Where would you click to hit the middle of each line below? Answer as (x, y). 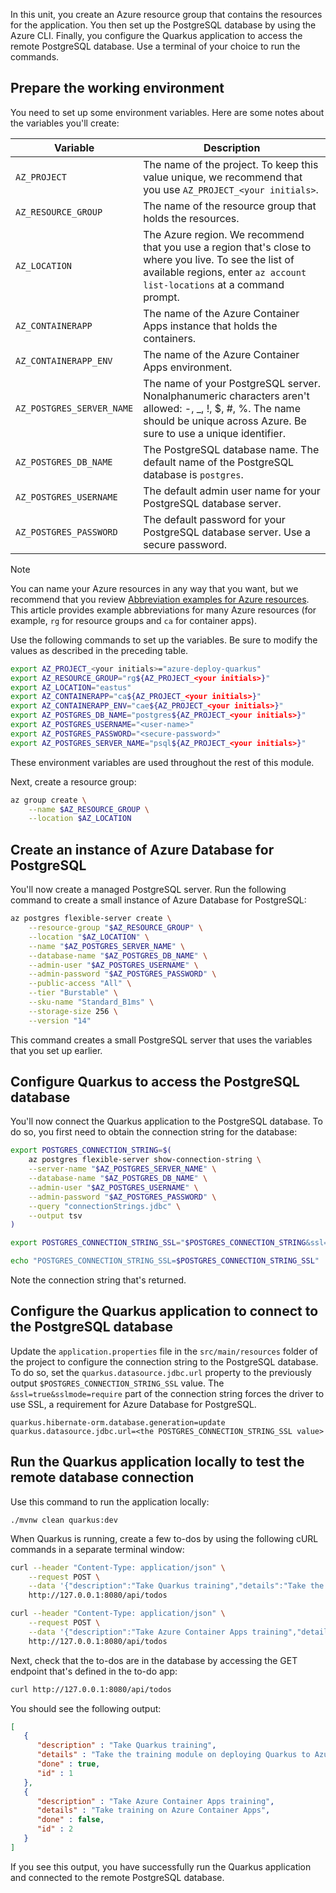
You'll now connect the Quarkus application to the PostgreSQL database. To (166, 1121)
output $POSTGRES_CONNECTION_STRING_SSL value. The (117, 1383)
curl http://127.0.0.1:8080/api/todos (91, 1689)
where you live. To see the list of (219, 259)
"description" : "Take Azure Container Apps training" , (155, 1801)
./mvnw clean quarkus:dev (64, 1520)
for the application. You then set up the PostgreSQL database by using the (163, 25)
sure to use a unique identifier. (214, 433)
